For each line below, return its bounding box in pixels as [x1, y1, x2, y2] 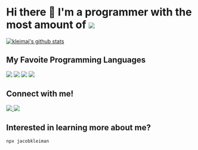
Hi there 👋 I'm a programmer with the [6, 5, 192, 19]
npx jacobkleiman [6, 138, 49, 145]
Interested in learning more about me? [6, 122, 151, 133]
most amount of [6, 18, 86, 32]
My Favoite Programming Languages [6, 55, 146, 65]
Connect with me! [6, 89, 74, 99]
